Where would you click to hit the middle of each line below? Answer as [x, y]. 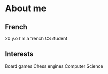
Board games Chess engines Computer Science [54, 66]
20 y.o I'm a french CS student [36, 38]
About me [26, 9]
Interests [19, 54]
